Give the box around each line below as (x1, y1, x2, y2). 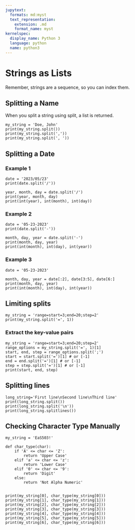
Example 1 (5, 165, 31, 172)
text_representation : (10, 17, 56, 22)
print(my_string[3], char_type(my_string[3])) (5, 507, 106, 512)
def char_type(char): (5, 444, 51, 449)
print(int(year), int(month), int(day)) (5, 199, 93, 204)
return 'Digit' (23, 471, 56, 476)
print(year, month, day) (5, 194, 58, 199)
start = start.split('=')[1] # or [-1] (5, 354, 90, 359)
